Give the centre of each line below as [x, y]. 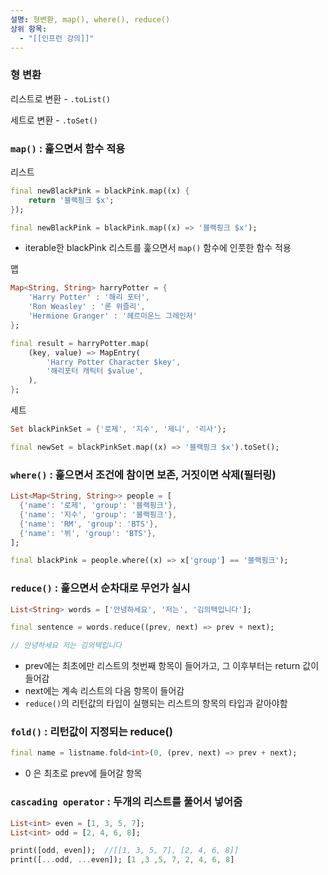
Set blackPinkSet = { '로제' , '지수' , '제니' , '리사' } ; [118, 429]
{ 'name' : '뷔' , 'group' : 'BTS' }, [88, 533]
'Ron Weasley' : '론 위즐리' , [87, 307]
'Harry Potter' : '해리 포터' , [89, 297]
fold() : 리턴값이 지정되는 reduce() [91, 732]
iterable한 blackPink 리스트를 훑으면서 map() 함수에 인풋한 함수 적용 [158, 248]
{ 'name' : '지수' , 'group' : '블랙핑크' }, [98, 514]
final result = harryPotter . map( [80, 343]
